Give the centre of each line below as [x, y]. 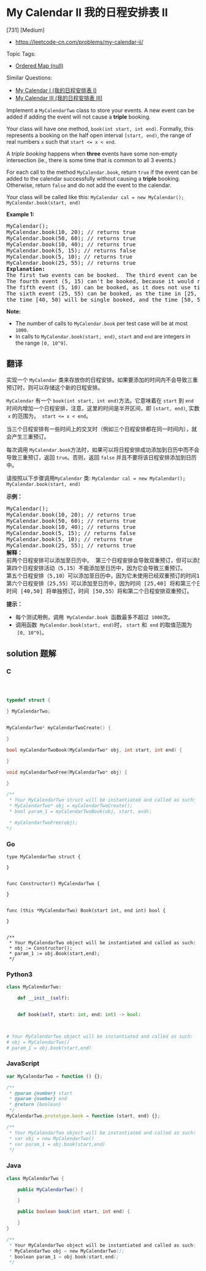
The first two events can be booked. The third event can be [102, 275]
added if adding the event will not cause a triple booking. [79, 117]
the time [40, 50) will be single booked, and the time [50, [100, 299]
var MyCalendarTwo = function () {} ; [55, 1076]
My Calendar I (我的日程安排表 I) [56, 90]
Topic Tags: [21, 53]
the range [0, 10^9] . [41, 343]
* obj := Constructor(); [40, 948]
